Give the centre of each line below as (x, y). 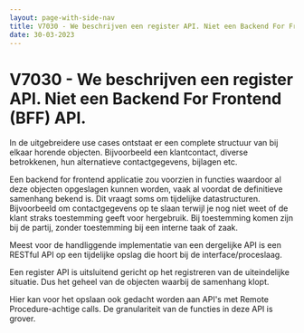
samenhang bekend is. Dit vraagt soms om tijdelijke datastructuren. (135, 199)
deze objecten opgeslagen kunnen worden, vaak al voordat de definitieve (146, 189)
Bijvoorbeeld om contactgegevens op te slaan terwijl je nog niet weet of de (149, 208)
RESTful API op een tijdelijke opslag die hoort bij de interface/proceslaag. (146, 255)
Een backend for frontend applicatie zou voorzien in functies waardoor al (146, 180)
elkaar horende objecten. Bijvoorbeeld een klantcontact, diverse (129, 152)
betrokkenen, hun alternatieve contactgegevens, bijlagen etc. (123, 162)
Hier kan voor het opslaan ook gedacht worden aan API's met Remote (139, 300)
